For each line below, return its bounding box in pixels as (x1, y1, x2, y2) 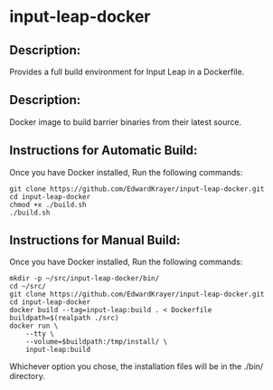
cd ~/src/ (9, 282, 47, 291)
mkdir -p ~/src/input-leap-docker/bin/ (9, 274, 160, 283)
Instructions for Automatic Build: (9, 143, 198, 158)
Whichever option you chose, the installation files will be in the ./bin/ (9, 361, 264, 372)
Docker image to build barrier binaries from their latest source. (9, 116, 242, 128)
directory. (9, 371, 45, 382)
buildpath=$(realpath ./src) (9, 314, 119, 323)
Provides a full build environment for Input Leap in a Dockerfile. (9, 66, 245, 77)
